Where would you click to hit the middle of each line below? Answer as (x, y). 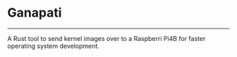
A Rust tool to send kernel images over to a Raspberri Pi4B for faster (107, 38)
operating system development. (54, 46)
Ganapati (35, 13)
